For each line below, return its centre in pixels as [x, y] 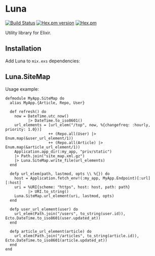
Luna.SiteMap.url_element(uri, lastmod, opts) [64, 196]
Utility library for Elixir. [28, 32]
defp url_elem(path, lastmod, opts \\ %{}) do [60, 174]
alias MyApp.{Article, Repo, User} [47, 103]
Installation [23, 49]
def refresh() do [28, 112]
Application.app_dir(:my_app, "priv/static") [63, 152]
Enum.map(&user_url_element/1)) [39, 138]
